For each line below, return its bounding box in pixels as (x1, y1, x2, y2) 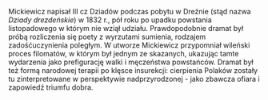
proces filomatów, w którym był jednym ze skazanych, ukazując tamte (8, 49, 239, 58)
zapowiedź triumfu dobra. (8, 83, 94, 92)
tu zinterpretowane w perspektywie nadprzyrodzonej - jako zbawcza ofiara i (8, 75, 260, 83)
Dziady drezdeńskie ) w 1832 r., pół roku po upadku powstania (8, 15, 212, 25)
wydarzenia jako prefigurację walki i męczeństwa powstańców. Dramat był (8, 57, 254, 67)
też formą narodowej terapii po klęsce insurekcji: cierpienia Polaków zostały (8, 66, 258, 75)
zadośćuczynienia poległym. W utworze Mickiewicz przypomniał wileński (8, 40, 250, 50)
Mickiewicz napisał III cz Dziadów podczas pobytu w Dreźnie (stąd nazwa (8, 7, 251, 16)
